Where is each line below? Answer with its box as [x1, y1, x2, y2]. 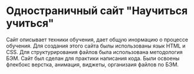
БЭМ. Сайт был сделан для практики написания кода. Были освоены [6, 55, 180, 62]
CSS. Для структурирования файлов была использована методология [6, 48, 183, 55]
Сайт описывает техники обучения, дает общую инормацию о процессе [6, 36, 188, 43]
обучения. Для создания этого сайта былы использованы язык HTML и [6, 42, 186, 49]
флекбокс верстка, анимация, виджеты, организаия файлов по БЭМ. [6, 60, 179, 68]
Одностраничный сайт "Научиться [6, 4, 188, 18]
